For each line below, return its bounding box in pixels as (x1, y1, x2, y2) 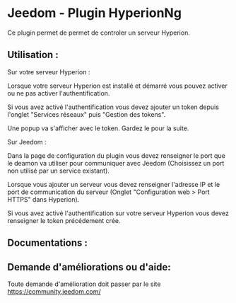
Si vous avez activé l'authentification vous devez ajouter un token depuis (7, 103, 219, 111)
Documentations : (7, 237, 88, 249)
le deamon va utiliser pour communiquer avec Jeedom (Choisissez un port (7, 159, 225, 167)
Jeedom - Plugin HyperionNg (7, 5, 182, 21)
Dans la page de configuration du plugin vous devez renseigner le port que (7, 151, 226, 160)
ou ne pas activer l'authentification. (7, 88, 110, 97)
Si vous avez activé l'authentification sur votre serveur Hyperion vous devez (7, 209, 230, 217)
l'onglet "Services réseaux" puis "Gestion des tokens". (7, 110, 166, 118)
